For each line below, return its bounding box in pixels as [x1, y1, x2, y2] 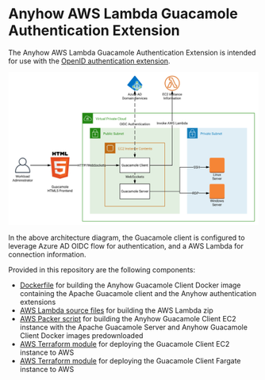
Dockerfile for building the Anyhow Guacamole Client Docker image [19, 280, 241, 290]
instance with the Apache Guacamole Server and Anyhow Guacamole [19, 322, 248, 332]
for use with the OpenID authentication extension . [8, 56, 171, 66]
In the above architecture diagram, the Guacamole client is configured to [8, 233, 245, 242]
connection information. [8, 249, 86, 259]
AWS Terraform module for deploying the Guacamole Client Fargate [19, 355, 241, 365]
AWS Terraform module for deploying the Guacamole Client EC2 [19, 339, 230, 348]
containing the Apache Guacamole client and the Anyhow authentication [19, 288, 256, 298]
